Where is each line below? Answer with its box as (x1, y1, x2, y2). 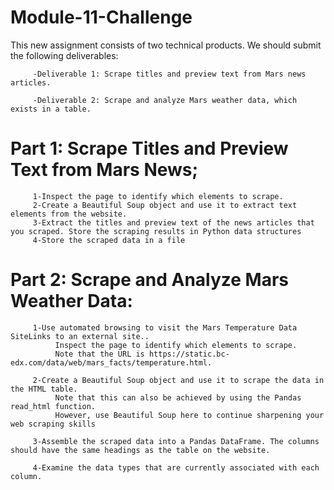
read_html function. (10, 401, 97, 411)
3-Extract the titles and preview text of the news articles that (32, 217, 315, 228)
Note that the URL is (54, 349, 145, 359)
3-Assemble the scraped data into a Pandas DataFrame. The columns (32, 436, 320, 446)
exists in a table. (10, 104, 92, 114)
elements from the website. (10, 209, 128, 219)
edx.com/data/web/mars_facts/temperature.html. (10, 357, 213, 368)
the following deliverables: (10, 49, 119, 61)
